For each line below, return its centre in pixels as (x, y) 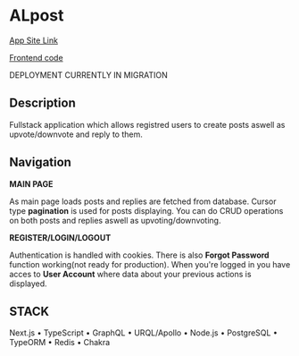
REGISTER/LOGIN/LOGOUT (60, 237)
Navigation (40, 162)
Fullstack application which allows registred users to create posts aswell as (147, 124)
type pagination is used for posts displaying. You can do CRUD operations (146, 210)
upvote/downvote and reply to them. (76, 134)
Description (42, 103)
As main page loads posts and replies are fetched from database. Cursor (143, 201)
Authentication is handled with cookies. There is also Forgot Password (139, 255)
